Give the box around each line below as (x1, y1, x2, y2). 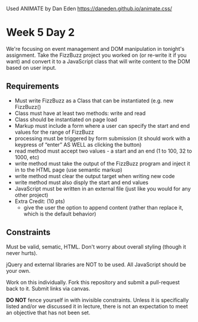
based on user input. (6, 64, 57, 71)
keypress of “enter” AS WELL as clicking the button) (14, 141, 142, 148)
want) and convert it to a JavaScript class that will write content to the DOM (6, 57, 190, 65)
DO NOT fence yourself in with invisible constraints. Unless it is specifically (6, 296, 189, 304)
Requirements (6, 81, 59, 91)
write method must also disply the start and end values (14, 179, 149, 186)
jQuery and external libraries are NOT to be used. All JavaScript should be (6, 260, 186, 268)
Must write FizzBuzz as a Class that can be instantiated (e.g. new (14, 97, 174, 104)
